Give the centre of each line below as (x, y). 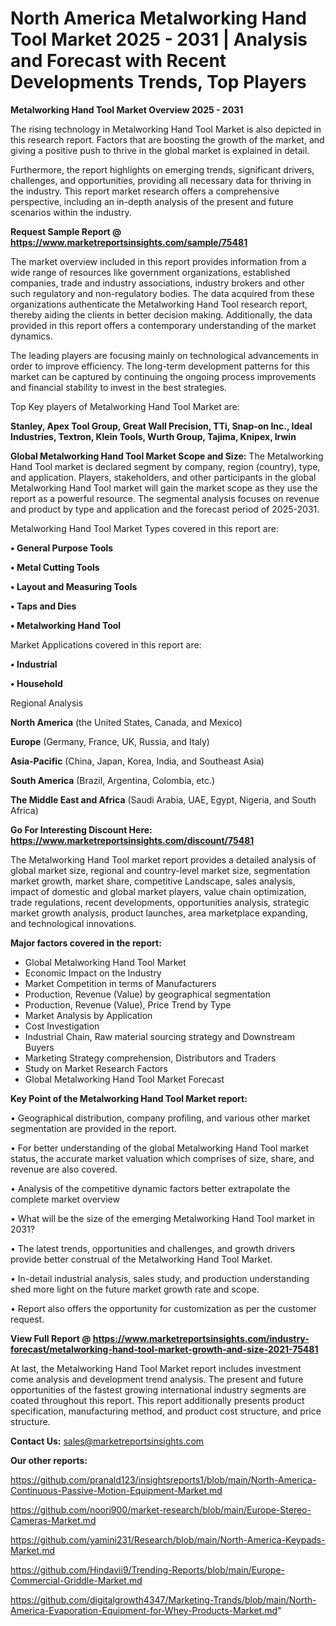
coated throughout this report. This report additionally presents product (157, 1400)
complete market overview (65, 1199)
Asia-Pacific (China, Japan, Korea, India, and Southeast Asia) (137, 761)
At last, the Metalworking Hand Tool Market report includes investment (156, 1368)
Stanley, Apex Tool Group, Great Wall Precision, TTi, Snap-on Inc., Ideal (161, 426)
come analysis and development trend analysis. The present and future (157, 1379)
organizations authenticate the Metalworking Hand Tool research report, (159, 304)
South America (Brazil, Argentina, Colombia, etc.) (113, 780)
